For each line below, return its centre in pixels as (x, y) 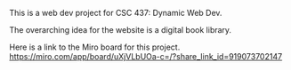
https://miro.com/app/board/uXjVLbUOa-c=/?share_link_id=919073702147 (146, 56)
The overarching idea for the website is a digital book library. (121, 30)
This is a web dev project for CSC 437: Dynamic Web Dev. (116, 13)
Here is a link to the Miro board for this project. (95, 47)
